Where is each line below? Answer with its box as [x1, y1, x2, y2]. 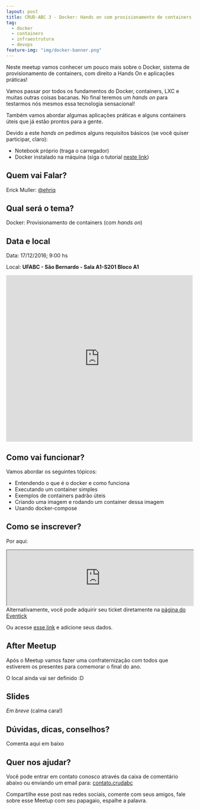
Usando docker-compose [14, 504, 78, 512]
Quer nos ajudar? [6, 757, 71, 767]
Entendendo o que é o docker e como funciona [14, 480, 130, 486]
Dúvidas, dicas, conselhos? [6, 724, 110, 734]
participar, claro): [6, 136, 49, 143]
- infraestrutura [11, 36, 54, 42]
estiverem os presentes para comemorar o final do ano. [6, 663, 142, 670]
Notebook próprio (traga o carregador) [14, 147, 109, 154]
